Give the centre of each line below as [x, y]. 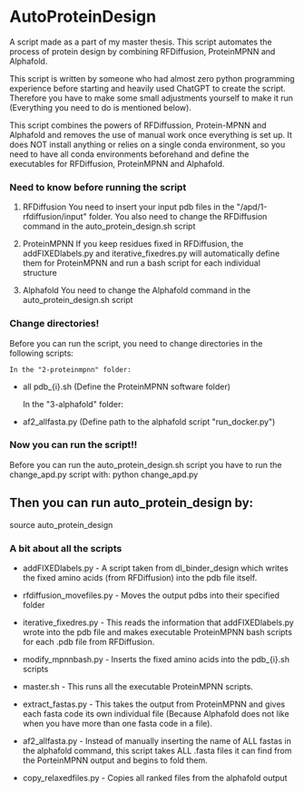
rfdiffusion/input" [55, 217]
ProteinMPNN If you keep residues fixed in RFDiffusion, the [133, 244]
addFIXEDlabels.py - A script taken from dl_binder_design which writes [155, 568]
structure [39, 273]
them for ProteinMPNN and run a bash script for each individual [142, 263]
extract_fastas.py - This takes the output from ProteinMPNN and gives [154, 704]
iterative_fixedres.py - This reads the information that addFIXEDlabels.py [158, 622]
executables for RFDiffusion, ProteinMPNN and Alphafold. [117, 163]
